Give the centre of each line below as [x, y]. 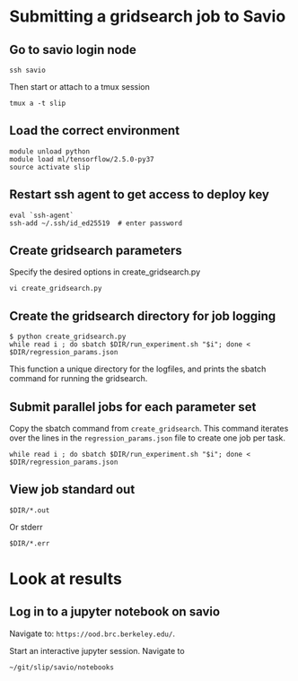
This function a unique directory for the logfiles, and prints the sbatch [138, 369]
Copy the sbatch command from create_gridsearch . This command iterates [149, 429]
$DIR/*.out [30, 510]
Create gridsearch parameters [96, 251]
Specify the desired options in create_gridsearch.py [105, 272]
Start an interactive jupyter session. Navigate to [97, 650]
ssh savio [28, 70]
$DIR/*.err [30, 543]
